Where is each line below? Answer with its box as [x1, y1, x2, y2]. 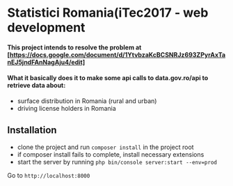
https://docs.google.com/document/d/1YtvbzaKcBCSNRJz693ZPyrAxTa [9, 50, 226, 59]
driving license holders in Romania [17, 104, 116, 112]
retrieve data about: [7, 82, 66, 90]
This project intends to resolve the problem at [7, 43, 142, 52]
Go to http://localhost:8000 [7, 171, 90, 179]
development [7, 20, 86, 36]
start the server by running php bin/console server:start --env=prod [17, 157, 218, 166]
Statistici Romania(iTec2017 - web [7, 5, 209, 21]
